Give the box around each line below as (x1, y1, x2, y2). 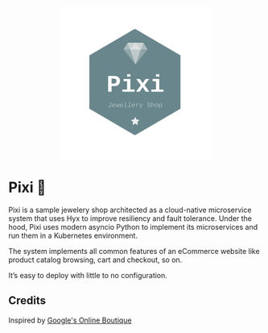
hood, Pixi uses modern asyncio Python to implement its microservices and (8, 222, 258, 231)
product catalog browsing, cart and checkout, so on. (8, 255, 183, 264)
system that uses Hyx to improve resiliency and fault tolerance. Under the (8, 213, 252, 223)
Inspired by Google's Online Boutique (8, 315, 132, 325)
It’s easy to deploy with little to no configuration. (8, 270, 167, 280)
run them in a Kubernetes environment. (8, 231, 138, 240)
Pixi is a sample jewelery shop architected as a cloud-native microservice (8, 205, 252, 214)
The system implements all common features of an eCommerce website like (8, 246, 260, 256)
